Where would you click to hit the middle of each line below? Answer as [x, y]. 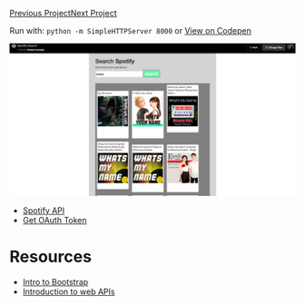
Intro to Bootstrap [55, 281]
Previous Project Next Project [63, 13]
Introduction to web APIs [69, 291]
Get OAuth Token [55, 220]
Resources [51, 256]
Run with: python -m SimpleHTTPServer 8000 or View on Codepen [130, 30]
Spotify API [44, 210]
